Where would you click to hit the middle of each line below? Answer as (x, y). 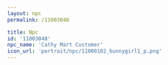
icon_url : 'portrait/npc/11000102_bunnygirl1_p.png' (85, 51)
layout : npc (24, 13)
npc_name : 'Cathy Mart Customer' (55, 45)
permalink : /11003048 (38, 20)
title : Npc (23, 32)
